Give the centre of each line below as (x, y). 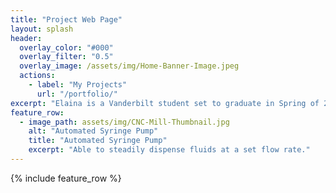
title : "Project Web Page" (66, 19)
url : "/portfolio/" (77, 94)
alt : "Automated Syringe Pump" (93, 131)
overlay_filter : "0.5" (66, 57)
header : (26, 38)
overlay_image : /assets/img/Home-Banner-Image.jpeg (129, 66)
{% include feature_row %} (66, 178)
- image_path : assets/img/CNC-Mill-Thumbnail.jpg (124, 122)
